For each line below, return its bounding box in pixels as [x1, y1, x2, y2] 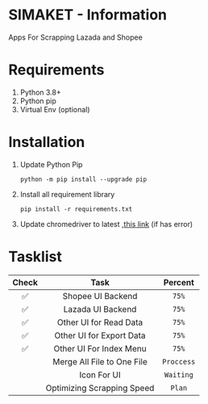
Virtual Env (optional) [19, 104, 90, 114]
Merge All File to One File [52, 356, 148, 367]
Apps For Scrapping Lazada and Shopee [8, 32, 143, 42]
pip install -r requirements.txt [19, 204, 133, 213]
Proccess [162, 357, 196, 366]
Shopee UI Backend [62, 290, 138, 301]
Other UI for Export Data [54, 330, 147, 341]
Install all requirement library [19, 189, 115, 199]
